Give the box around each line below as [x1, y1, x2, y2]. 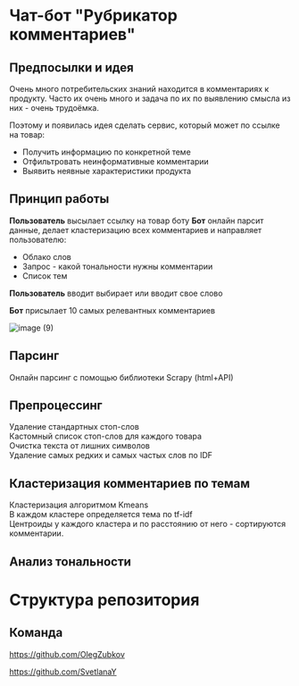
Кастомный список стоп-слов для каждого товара [9, 431, 203, 442]
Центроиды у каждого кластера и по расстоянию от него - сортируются [9, 519, 287, 530]
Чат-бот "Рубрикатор [9, 5, 179, 26]
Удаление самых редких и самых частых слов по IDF [9, 450, 212, 461]
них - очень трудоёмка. [9, 103, 100, 113]
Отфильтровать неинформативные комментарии [21, 156, 210, 166]
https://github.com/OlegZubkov [9, 648, 125, 659]
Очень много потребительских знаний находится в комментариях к [9, 84, 270, 94]
